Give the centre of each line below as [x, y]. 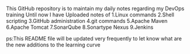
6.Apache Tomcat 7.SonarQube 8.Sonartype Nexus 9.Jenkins [80, 27]
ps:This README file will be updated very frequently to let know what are [94, 38]
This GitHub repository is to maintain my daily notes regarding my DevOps [95, 9]
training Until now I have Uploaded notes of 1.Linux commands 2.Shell [90, 15]
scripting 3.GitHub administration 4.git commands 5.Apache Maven [87, 21]
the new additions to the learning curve [53, 45]
